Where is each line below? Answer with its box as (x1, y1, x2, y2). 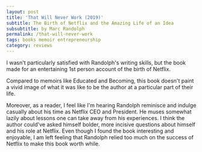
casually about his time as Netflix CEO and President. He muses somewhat (6, 108, 192, 115)
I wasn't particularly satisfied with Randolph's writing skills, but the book (6, 59, 186, 66)
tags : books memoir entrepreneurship (6, 37, 101, 43)
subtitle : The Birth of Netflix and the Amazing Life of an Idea (6, 20, 174, 26)
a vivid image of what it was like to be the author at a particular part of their (6, 83, 194, 90)
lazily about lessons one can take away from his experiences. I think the (6, 114, 185, 121)
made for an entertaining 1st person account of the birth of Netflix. (6, 65, 171, 72)
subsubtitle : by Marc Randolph (6, 25, 85, 32)
